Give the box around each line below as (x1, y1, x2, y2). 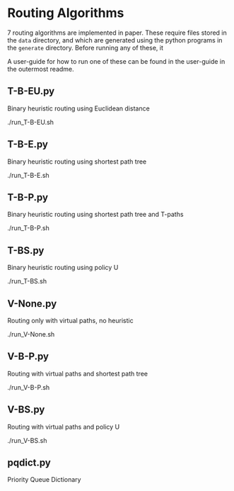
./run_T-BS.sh (7, 277, 47, 286)
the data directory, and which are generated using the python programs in (7, 35, 223, 44)
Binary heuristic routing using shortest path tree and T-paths (7, 210, 184, 219)
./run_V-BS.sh (7, 436, 47, 444)
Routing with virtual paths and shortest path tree (7, 369, 148, 378)
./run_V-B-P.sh (7, 383, 50, 391)
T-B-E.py (7, 138, 48, 150)
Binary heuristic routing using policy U (7, 264, 119, 272)
